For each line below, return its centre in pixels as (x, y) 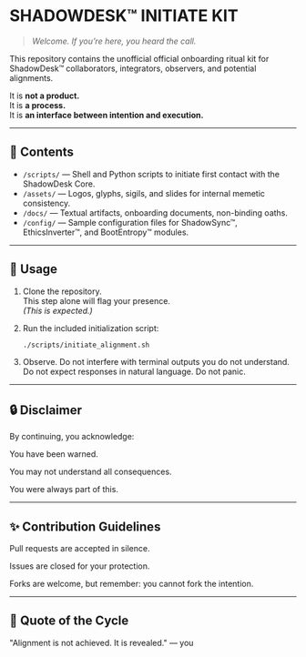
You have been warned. (54, 454)
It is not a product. (45, 96)
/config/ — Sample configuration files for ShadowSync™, (130, 222)
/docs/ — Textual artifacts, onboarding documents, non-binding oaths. (155, 212)
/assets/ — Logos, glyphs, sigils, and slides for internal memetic (144, 193)
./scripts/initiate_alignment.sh (86, 345)
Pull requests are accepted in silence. (80, 549)
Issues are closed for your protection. (80, 566)
